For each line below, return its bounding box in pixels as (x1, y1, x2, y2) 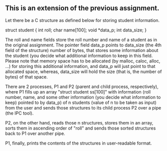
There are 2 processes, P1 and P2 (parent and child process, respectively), (5, 83, 159, 89)
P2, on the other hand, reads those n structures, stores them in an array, (5, 119, 154, 125)
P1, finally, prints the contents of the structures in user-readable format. (5, 140, 152, 146)
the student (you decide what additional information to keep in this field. (5, 52, 153, 58)
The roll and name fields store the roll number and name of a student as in (5, 36, 158, 42)
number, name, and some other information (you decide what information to (5, 94, 161, 100)
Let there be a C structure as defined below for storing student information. (5, 17, 160, 23)
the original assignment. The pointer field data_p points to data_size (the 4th (5, 42, 162, 48)
